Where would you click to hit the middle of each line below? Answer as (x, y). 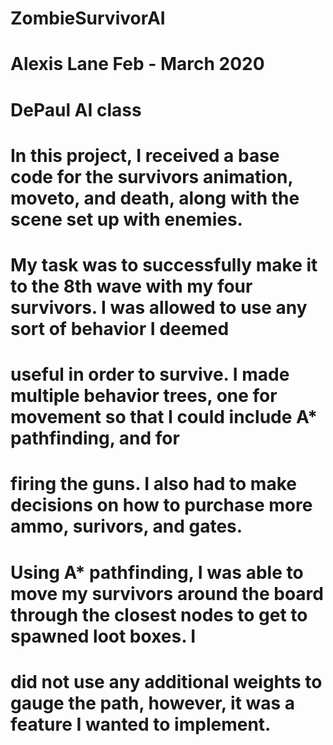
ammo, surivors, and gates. (126, 526)
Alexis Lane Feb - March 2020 (137, 64)
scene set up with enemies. (126, 219)
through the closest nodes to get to (159, 614)
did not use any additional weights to (166, 681)
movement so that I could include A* (164, 417)
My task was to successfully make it (164, 264)
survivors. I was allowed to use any (159, 307)
